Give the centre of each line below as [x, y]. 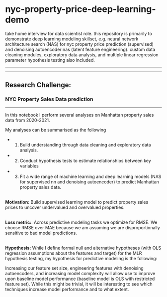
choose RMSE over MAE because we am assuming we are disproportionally [83, 227]
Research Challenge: [38, 85]
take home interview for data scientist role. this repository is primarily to [79, 33]
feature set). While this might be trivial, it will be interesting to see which [79, 284]
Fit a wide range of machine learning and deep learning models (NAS [90, 176]
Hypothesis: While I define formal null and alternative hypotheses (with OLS [83, 248]
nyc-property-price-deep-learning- [81, 9]
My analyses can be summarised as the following [56, 130]
